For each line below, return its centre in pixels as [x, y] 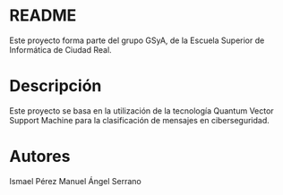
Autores [40, 157]
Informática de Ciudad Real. [60, 49]
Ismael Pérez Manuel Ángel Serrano [75, 181]
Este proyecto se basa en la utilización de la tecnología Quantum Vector [142, 110]
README [43, 16]
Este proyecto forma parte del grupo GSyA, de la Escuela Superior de [137, 40]
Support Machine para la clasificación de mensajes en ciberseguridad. [140, 120]
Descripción [56, 86]
